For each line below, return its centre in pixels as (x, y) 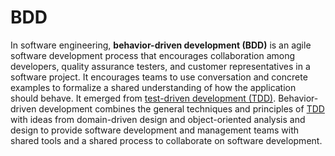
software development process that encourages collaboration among (153, 55)
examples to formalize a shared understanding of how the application (153, 87)
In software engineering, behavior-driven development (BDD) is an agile (161, 45)
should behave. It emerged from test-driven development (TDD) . (143, 98)
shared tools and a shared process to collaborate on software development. (166, 140)
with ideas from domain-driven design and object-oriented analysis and (158, 119)
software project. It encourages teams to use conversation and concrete (159, 77)
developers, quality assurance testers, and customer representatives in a (160, 66)
